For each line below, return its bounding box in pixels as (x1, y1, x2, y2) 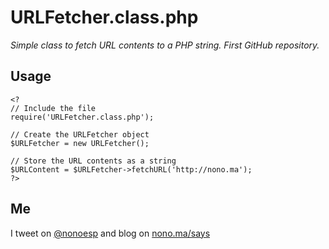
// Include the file (10, 103, 97, 113)
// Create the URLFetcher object (10, 129, 150, 140)
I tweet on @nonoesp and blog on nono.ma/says (10, 227, 211, 239)
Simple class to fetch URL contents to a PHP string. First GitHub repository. (10, 39, 320, 51)
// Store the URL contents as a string (10, 156, 177, 166)
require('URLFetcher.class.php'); (10, 112, 155, 122)
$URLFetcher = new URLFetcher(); (10, 138, 150, 148)
